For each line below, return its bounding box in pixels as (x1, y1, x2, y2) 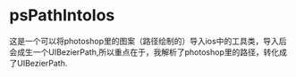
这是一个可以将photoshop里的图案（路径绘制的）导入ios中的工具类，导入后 (9, 35, 287, 46)
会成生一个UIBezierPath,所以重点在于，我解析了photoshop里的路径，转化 (9, 46, 280, 58)
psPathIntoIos (9, 5, 115, 26)
